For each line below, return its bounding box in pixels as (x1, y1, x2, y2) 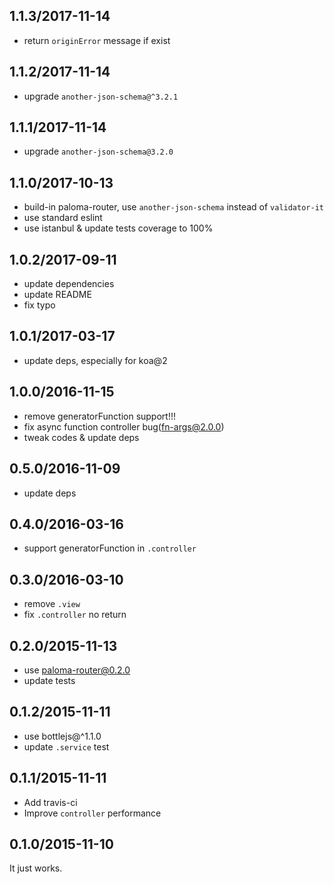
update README (23, 289, 92, 301)
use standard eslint (23, 212, 103, 224)
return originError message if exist (23, 34, 171, 46)
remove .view (23, 598, 81, 610)
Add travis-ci (23, 796, 78, 808)
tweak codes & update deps (23, 431, 140, 443)
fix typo (23, 299, 56, 311)
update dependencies (23, 278, 115, 290)
